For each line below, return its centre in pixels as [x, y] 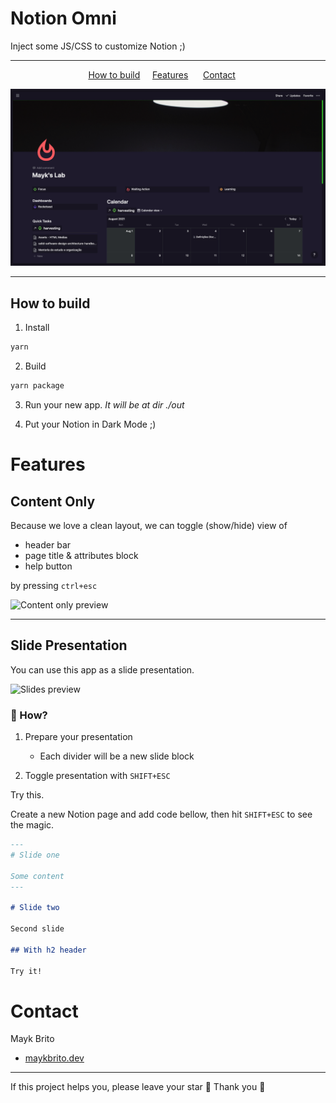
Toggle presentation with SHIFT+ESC [97, 776]
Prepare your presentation [78, 737]
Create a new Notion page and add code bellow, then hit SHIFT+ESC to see [161, 814]
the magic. [32, 825]
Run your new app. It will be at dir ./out [104, 405]
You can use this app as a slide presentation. [102, 669]
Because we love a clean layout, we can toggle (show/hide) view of [149, 525]
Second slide [37, 929]
